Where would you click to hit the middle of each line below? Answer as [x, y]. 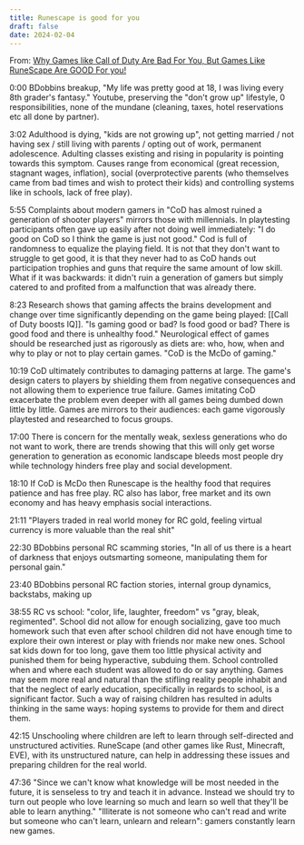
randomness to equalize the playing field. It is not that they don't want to [145, 249]
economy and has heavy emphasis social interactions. [111, 503]
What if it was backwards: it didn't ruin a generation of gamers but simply [147, 277]
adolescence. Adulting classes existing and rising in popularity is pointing [147, 154]
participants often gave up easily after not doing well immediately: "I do [142, 229]
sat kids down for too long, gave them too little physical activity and [136, 650]
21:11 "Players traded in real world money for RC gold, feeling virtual [136, 520]
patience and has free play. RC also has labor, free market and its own [140, 493]
